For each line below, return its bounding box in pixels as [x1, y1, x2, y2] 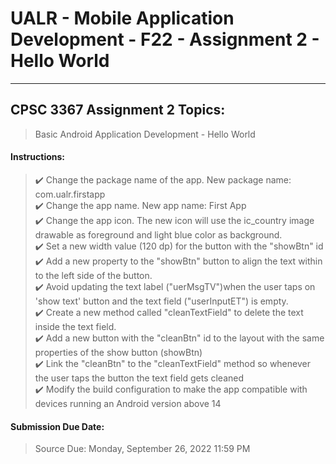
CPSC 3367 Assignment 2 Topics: [10, 102, 226, 119]
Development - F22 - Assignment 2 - [10, 28, 320, 51]
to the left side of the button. [34, 269, 153, 281]
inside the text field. [34, 320, 117, 332]
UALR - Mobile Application [10, 7, 235, 30]
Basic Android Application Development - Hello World [34, 128, 256, 140]
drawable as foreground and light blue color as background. [34, 228, 283, 241]
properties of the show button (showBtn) [34, 346, 203, 358]
